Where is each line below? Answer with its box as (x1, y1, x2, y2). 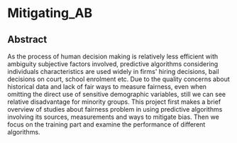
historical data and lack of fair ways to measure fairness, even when (7, 83, 207, 90)
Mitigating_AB (7, 5, 93, 21)
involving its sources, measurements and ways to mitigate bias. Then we (7, 112, 220, 121)
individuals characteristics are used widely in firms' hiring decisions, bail (7, 68, 219, 75)
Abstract (7, 33, 48, 46)
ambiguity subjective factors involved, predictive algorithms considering (7, 60, 219, 68)
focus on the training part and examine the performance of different (7, 120, 206, 129)
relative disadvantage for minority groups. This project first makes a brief (7, 97, 221, 106)
